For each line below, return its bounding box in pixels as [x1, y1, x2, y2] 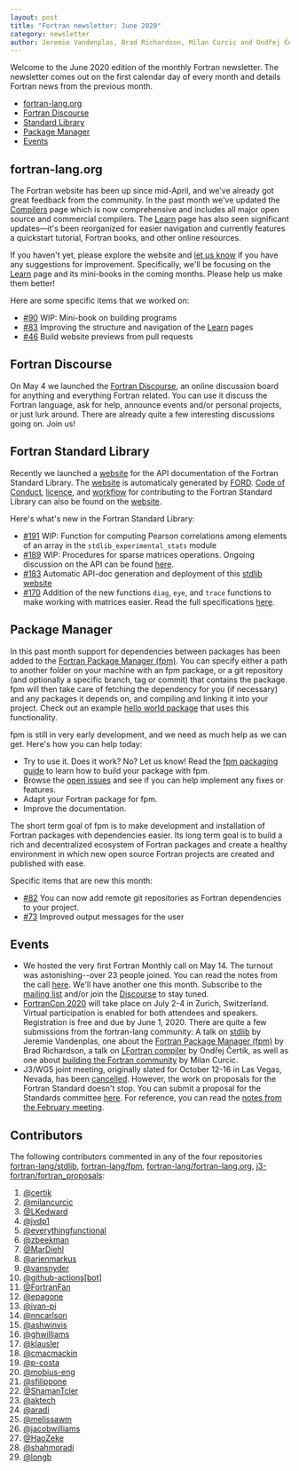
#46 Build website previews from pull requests [22, 331, 193, 342]
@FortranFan [22, 1282, 71, 1292]
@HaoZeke [22, 1433, 65, 1443]
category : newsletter [10, 29, 90, 38]
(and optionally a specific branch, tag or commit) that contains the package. [10, 674, 287, 685]
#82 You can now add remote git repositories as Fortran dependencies [22, 892, 282, 902]
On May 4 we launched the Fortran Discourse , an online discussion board [10, 380, 279, 391]
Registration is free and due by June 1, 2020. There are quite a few [22, 1017, 267, 1028]
